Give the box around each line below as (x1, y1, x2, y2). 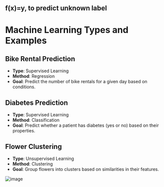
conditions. (12, 84, 36, 90)
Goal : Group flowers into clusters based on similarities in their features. (12, 166, 159, 172)
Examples (5, 35, 47, 46)
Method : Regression (12, 73, 55, 79)
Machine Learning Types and (5, 24, 128, 36)
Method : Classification (12, 117, 60, 123)
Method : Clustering (12, 161, 53, 167)
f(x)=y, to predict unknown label (5, 4, 107, 13)
